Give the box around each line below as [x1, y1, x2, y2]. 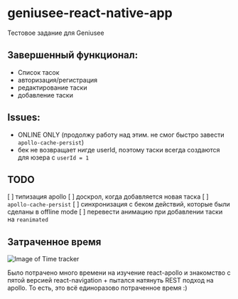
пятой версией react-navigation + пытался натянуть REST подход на [7, 276, 215, 285]
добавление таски [17, 90, 73, 99]
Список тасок [17, 68, 60, 76]
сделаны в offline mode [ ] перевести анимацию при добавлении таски [7, 208, 223, 216]
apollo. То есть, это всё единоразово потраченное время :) [7, 283, 188, 293]
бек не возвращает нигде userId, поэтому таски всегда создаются [17, 145, 220, 154]
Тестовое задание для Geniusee [7, 28, 104, 37]
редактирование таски [17, 83, 87, 92]
